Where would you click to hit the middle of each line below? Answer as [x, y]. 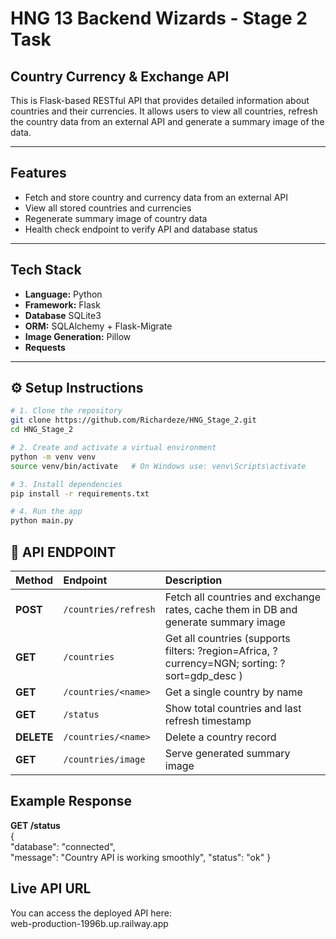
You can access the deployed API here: [91, 913]
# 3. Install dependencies [66, 484]
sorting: [259, 663]
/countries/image [104, 759]
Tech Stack [46, 270]
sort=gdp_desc [200, 675]
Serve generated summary [227, 753]
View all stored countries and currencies [108, 208]
